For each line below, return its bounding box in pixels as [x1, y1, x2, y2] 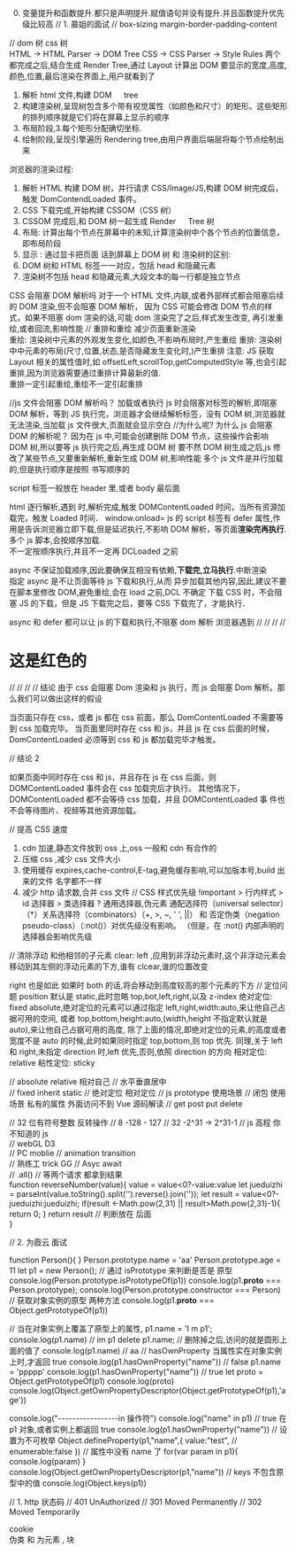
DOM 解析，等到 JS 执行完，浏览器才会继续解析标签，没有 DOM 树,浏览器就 [9, 408, 285, 419]
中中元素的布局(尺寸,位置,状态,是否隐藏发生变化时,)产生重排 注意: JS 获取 [9, 346, 275, 356]
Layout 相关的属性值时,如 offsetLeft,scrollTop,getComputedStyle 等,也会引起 [9, 357, 287, 367]
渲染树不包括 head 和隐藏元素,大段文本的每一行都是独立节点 [21, 271, 241, 282]
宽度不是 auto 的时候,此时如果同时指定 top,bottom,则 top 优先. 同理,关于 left [9, 1035, 284, 1045]
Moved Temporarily [9, 1506, 80, 1517]
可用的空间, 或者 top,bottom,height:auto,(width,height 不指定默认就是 [16, 1013, 268, 1023]
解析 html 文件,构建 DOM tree [21, 89, 139, 100]
